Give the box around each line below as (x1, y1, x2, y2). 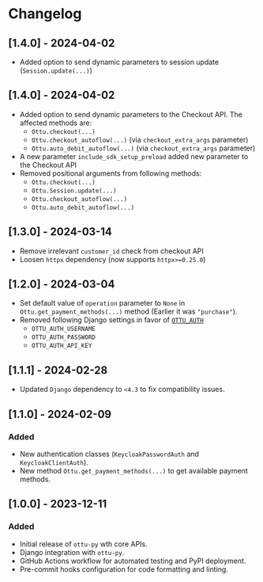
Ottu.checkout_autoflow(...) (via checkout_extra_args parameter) (31, 135, 249, 144)
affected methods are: (19, 118, 92, 127)
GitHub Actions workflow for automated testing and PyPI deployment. (19, 556, 246, 565)
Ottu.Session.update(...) (31, 187, 117, 195)
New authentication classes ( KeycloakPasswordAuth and (19, 449, 200, 458)
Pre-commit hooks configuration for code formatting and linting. (19, 564, 229, 574)
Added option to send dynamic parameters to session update (19, 57, 220, 67)
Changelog (8, 5, 82, 23)
